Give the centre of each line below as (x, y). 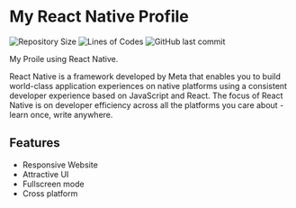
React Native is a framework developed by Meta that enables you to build (145, 76)
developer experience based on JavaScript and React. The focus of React (146, 95)
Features (35, 143)
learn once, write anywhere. (61, 114)
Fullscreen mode (54, 184)
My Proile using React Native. (64, 59)
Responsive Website (60, 165)
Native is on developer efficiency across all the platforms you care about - (147, 104)
